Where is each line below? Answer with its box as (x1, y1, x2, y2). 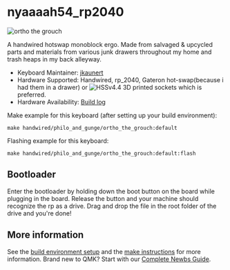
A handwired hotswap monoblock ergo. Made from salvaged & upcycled (7, 40, 213, 48)
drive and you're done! (7, 209, 72, 218)
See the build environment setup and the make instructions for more (7, 247, 202, 255)
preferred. (17, 90, 46, 99)
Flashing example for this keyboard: (7, 136, 109, 145)
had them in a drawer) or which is (17, 83, 202, 91)
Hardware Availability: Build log (17, 97, 106, 106)
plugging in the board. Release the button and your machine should (7, 194, 199, 202)
